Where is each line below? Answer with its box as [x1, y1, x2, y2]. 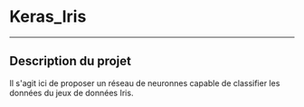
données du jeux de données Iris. [9, 87, 134, 98]
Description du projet [9, 53, 132, 69]
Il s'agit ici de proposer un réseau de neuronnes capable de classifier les [9, 77, 280, 88]
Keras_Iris [9, 6, 87, 27]
